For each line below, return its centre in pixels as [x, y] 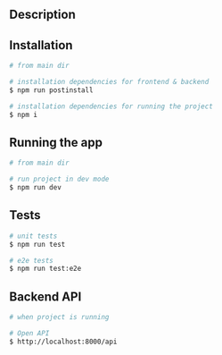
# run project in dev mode [59, 179]
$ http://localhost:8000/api [63, 342]
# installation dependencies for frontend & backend [109, 82]
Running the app [56, 142]
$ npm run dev [36, 188]
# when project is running [59, 317]
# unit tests [33, 236]
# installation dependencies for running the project [111, 106]
